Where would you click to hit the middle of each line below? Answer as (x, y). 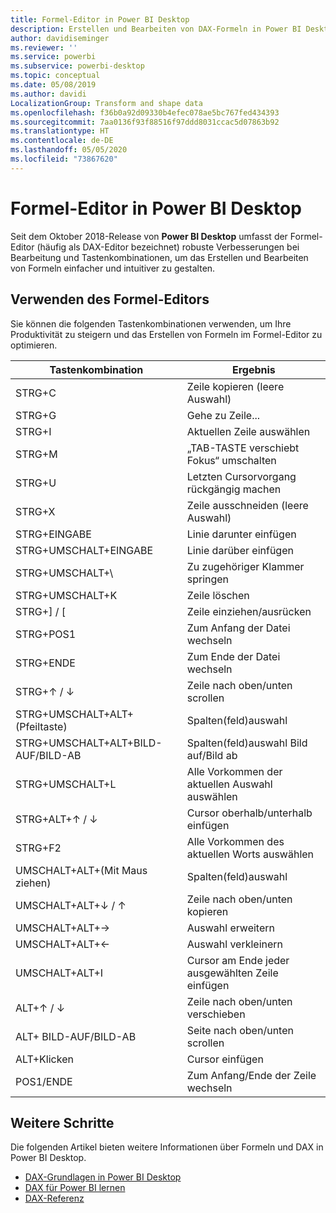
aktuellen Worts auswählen (250, 854)
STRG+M (36, 454)
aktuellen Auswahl (229, 784)
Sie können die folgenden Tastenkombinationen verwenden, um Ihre (151, 323)
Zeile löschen (218, 595)
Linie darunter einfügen (241, 534)
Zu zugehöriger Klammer (245, 566)
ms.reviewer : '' (44, 47)
